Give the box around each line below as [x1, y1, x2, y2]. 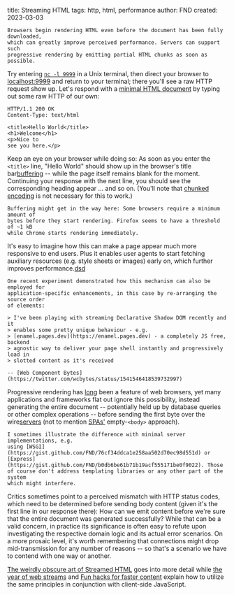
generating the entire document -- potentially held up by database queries [7, 403, 221, 411]
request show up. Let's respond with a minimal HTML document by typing [7, 85, 220, 93]
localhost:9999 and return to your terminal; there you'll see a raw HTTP [7, 77, 213, 85]
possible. [7, 57, 36, 64]
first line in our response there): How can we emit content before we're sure [7, 507, 226, 515]
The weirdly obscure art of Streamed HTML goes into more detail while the [7, 566, 223, 573]
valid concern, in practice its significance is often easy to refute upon [7, 522, 207, 530]
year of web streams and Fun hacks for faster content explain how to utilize [7, 573, 224, 581]
